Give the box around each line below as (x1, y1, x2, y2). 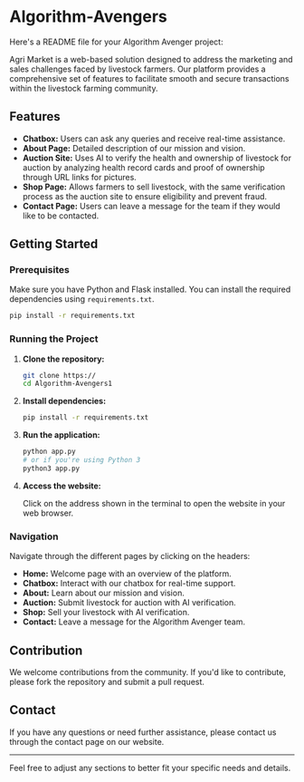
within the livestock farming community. (9, 82, 158, 93)
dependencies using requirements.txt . (9, 294, 156, 304)
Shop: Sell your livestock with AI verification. (22, 607, 190, 618)
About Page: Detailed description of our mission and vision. (22, 142, 246, 153)
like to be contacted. (22, 210, 100, 221)
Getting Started (9, 237, 99, 252)
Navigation (9, 530, 59, 543)
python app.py (22, 447, 76, 457)
